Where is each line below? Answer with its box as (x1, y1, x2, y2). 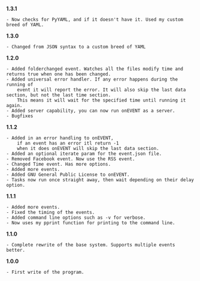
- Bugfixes (6, 113, 34, 119)
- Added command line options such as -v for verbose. (6, 215, 146, 221)
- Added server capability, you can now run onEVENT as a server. (6, 108, 175, 114)
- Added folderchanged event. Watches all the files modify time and (6, 66, 184, 72)
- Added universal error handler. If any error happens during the (6, 77, 178, 83)
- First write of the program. (6, 269, 84, 275)
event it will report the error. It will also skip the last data (17, 87, 186, 93)
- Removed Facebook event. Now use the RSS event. (6, 156, 135, 162)
